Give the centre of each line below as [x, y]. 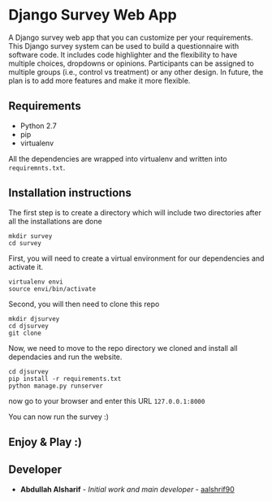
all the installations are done [56, 221]
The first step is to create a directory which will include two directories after [135, 212]
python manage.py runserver [56, 386]
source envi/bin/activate [52, 289]
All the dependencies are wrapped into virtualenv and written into [118, 158]
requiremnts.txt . [37, 167]
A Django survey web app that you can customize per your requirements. [131, 37]
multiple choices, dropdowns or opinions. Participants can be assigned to [131, 63]
